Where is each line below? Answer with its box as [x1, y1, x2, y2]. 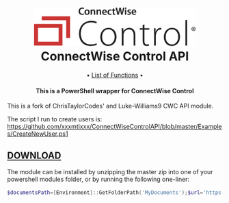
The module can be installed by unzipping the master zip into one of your [7, 168, 213, 176]
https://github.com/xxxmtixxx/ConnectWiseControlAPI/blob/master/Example [7, 123, 222, 131]
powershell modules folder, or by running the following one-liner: [7, 175, 190, 184]
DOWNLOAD [7, 150, 62, 161]
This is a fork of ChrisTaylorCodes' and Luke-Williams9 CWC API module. [7, 102, 214, 110]
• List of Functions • [86, 71, 144, 80]
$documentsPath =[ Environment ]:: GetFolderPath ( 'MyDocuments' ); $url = [7, 189, 204, 196]
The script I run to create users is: [7, 115, 103, 123]
